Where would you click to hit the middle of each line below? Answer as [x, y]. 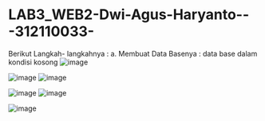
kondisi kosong [33, 62]
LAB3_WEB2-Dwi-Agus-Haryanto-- [129, 15]
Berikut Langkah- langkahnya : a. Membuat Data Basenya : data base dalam [133, 53]
